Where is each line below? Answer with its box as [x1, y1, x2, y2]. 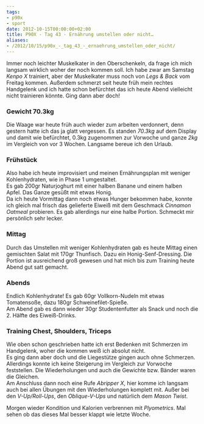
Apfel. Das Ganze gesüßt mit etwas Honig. [6, 189, 113, 196]
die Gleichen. [6, 373, 40, 381]
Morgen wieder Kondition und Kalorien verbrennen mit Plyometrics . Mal [6, 405, 186, 412]
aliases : [6, 37, 29, 43]
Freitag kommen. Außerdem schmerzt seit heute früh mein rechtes [6, 79, 174, 86]
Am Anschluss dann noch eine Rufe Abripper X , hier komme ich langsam [6, 380, 189, 387]
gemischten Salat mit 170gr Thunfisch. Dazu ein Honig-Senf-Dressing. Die [6, 250, 192, 258]
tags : [6, 9, 20, 15]
